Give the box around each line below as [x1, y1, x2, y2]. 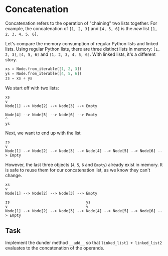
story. [5, 56, 18, 62]
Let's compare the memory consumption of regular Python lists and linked [5, 40, 158, 46]
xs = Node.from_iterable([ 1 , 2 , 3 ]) [5, 66, 82, 71]
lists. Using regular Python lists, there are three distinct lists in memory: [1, [5, 46, 160, 52]
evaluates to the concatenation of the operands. [5, 245, 104, 251]
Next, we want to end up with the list [5, 130, 81, 136]
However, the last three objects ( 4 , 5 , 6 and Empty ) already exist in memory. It [5, 161, 163, 167]
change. [5, 172, 23, 178]
